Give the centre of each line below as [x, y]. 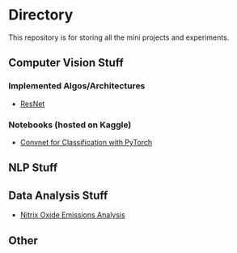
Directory [41, 15]
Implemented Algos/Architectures [77, 86]
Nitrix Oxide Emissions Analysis [72, 215]
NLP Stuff [33, 168]
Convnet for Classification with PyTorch [86, 142]
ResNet [32, 104]
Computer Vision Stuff [66, 63]
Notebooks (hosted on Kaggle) [70, 125]
